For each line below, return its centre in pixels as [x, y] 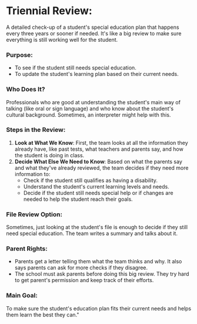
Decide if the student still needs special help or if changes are [98, 193]
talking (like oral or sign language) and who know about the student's [90, 108]
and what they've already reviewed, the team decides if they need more [101, 168]
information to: [32, 174]
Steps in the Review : [36, 130]
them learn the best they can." [43, 315]
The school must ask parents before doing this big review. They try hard [102, 274]
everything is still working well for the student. [62, 39]
